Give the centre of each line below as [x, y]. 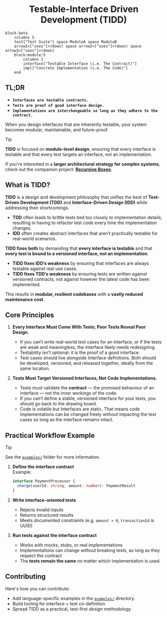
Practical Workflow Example [50, 435]
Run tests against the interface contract [55, 535]
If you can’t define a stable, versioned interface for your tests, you [88, 398]
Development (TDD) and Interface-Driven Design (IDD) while [84, 202]
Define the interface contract [43, 467]
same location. [35, 368]
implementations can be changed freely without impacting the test [88, 414]
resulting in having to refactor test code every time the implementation [84, 223]
